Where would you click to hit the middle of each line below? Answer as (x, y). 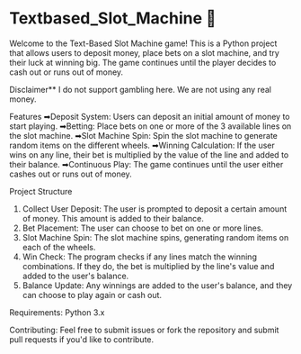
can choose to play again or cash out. (92, 295)
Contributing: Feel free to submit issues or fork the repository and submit (144, 330)
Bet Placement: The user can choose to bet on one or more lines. (142, 228)
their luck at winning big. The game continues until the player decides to (143, 62)
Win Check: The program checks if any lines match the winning (140, 257)
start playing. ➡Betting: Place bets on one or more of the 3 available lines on (150, 126)
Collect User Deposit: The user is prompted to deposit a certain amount (155, 209)
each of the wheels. (59, 247)
